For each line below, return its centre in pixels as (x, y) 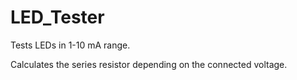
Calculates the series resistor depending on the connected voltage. (149, 64)
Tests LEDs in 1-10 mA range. (70, 45)
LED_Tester (57, 17)
